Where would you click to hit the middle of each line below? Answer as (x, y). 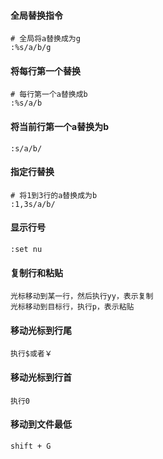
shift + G (31, 446)
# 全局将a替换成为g (45, 39)
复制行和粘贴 (36, 272)
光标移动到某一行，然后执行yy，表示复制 (82, 296)
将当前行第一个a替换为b (59, 126)
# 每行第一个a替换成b (49, 95)
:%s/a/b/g (31, 48)
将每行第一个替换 (45, 71)
